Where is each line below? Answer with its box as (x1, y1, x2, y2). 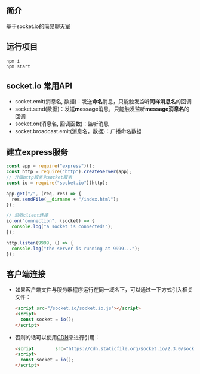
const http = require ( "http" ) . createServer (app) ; (6, 169, 133, 175)
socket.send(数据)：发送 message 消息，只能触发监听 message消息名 (14, 105, 184, 112)
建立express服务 (6, 147, 69, 157)
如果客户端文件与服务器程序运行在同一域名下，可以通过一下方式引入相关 (14, 286, 193, 293)
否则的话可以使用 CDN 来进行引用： (14, 333, 100, 341)
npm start (6, 63, 31, 69)
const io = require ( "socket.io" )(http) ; (6, 180, 109, 186)
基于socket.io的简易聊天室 (6, 23, 70, 30)
